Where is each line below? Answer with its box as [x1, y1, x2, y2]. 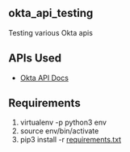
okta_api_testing [8, 6, 94, 20]
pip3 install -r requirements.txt [19, 135, 122, 145]
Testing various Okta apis [8, 27, 93, 37]
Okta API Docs [19, 73, 69, 82]
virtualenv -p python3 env [19, 117, 107, 128]
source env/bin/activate [19, 126, 99, 136]
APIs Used [8, 52, 62, 65]
